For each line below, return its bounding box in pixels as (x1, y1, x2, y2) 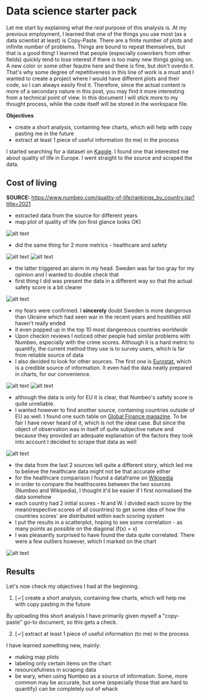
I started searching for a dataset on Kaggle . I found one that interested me (6, 148, 189, 155)
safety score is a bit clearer (14, 283, 83, 291)
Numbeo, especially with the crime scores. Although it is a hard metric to (14, 338, 194, 345)
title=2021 (6, 200, 31, 207)
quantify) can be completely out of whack (14, 685, 118, 692)
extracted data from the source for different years (14, 211, 138, 219)
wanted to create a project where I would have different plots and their (6, 75, 180, 82)
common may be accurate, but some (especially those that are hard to (14, 678, 188, 686)
